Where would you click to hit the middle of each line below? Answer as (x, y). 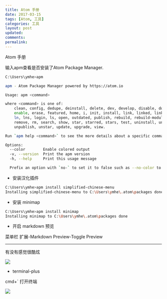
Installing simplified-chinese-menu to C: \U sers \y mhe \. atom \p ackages (79, 192)
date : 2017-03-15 (23, 14)
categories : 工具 (22, 24)
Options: (14, 145)
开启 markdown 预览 (33, 226)
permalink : (16, 42)
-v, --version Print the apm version (50, 154)
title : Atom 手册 (22, 10)
